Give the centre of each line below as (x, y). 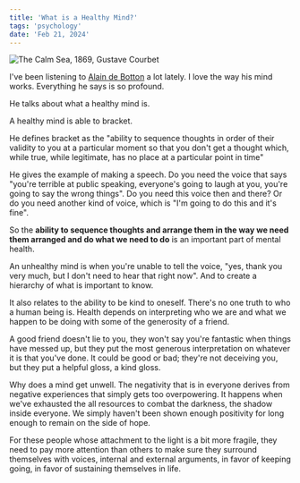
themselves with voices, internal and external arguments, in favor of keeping (150, 459)
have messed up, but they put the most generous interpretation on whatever (150, 349)
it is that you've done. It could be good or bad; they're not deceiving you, (144, 358)
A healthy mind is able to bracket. (71, 121)
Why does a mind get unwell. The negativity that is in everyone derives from (150, 385)
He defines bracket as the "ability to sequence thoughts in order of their (142, 139)
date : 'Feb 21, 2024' (50, 34)
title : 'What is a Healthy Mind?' (74, 17)
